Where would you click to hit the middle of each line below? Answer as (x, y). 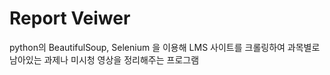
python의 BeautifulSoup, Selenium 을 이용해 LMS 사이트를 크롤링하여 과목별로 (165, 47)
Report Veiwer (70, 18)
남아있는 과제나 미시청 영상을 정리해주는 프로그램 (104, 59)
